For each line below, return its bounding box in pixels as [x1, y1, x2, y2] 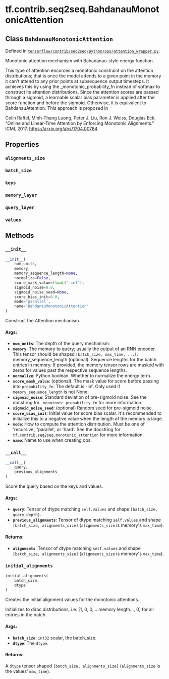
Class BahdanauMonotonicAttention [5, 34, 114, 43]
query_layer [5, 205, 35, 210]
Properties [5, 140, 39, 149]
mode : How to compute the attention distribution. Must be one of [12, 421, 145, 427]
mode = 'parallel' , [14, 299, 51, 304]
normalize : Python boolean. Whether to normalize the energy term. [12, 373, 152, 379]
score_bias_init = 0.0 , [14, 294, 60, 300]
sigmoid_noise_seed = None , [14, 289, 69, 294]
